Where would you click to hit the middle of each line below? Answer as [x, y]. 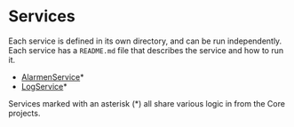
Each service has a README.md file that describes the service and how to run [146, 50]
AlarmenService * [52, 76]
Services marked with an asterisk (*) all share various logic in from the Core [147, 103]
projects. [24, 113]
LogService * [44, 86]
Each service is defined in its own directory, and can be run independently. [145, 41]
